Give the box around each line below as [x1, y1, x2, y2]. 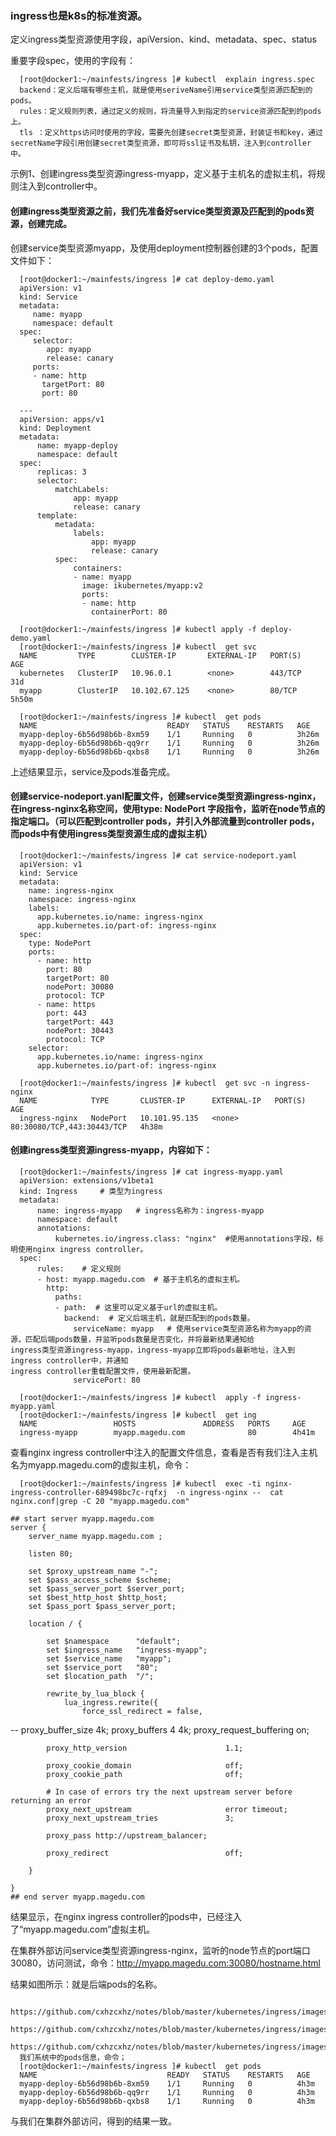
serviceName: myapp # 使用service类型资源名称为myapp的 [73, 1323, 305, 1334]
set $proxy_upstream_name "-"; [28, 1566, 159, 1576]
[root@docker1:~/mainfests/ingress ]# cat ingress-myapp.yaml [19, 1167, 284, 1177]
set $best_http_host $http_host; [28, 1592, 168, 1602]
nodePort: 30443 [46, 1025, 114, 1036]
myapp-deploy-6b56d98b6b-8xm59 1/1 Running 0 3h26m [19, 729, 320, 739]
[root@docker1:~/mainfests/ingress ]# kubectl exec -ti [19, 1478, 262, 1489]
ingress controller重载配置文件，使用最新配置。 [10, 1366, 196, 1376]
